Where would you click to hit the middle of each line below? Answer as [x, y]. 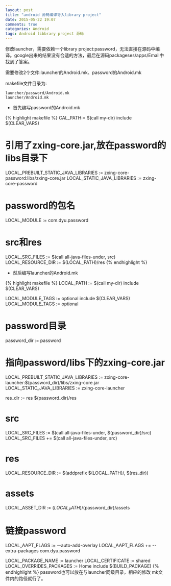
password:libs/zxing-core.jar [35, 178]
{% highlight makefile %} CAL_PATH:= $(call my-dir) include [68, 118]
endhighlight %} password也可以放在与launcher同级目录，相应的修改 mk [82, 572]
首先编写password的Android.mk [46, 107]
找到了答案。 [19, 62]
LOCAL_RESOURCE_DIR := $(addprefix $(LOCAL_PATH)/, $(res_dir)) [77, 473]
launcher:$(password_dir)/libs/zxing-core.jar [52, 382]
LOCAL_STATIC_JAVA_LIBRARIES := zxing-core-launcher [65, 388]
